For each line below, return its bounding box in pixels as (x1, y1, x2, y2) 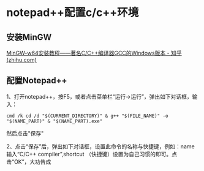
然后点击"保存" (6, 129, 44, 137)
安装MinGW (6, 32, 52, 42)
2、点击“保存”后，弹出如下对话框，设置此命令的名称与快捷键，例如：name (6, 142, 195, 150)
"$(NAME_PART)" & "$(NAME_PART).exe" (6, 118, 103, 124)
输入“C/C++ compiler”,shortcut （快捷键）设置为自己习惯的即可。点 (6, 150, 178, 158)
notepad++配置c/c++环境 (6, 6, 139, 20)
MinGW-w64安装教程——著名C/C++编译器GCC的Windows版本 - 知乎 (6, 50, 182, 56)
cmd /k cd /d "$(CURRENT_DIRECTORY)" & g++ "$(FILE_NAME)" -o (6, 113, 168, 119)
